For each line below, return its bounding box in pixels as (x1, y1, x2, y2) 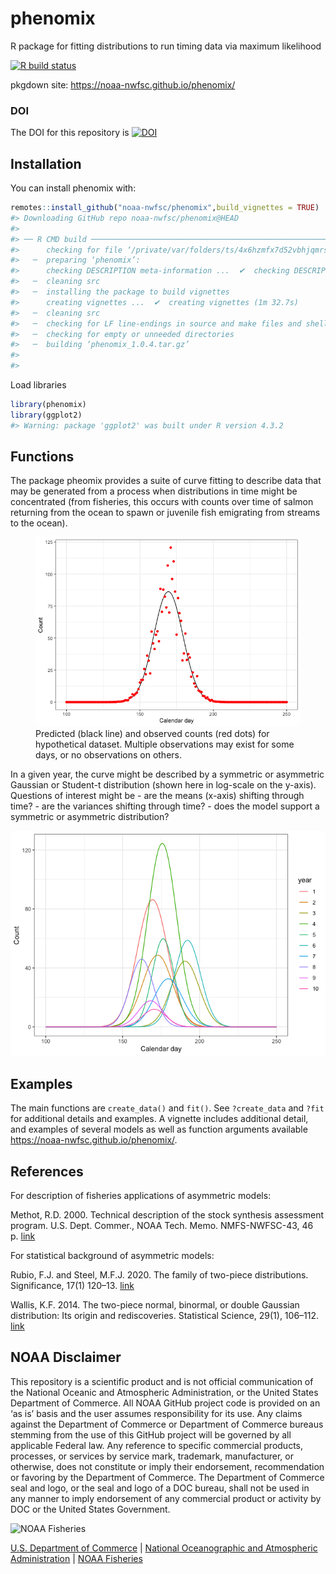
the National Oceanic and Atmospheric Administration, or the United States (10, 1386, 319, 1398)
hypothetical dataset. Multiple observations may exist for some (35, 738, 295, 751)
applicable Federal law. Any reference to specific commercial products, (10, 1439, 304, 1451)
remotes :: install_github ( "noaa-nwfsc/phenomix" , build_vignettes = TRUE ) (10, 203, 320, 213)
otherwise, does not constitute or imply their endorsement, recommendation (10, 1460, 325, 1472)
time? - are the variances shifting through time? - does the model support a (10, 800, 320, 812)
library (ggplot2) (10, 410, 83, 420)
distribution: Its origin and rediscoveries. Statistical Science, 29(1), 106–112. (10, 1309, 320, 1321)
